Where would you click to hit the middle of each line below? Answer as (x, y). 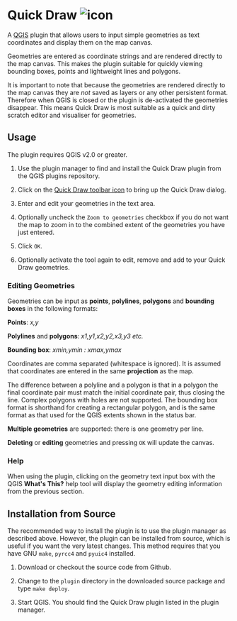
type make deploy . (43, 588)
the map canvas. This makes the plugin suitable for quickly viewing (105, 63)
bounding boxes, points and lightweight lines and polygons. (94, 71)
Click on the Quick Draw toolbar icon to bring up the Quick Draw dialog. (122, 189)
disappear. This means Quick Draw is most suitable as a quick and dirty (111, 107)
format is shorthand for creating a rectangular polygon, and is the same (111, 407)
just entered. (36, 232)
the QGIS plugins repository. (59, 176)
